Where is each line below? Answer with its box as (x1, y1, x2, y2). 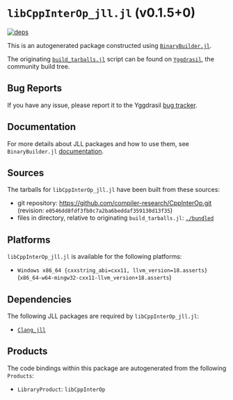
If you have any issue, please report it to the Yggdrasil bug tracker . (7, 101, 198, 109)
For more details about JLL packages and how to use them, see (7, 139, 190, 147)
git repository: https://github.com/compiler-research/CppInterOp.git (17, 199, 212, 207)
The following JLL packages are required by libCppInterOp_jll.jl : (7, 312, 200, 320)
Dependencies (7, 294, 72, 305)
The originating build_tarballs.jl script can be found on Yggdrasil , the (7, 54, 214, 63)
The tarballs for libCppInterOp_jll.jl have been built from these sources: (7, 186, 220, 194)
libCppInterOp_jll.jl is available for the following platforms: (7, 253, 182, 261)
